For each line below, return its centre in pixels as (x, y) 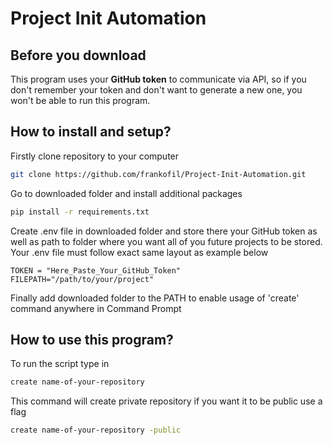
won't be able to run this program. (80, 100)
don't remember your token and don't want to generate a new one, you (156, 90)
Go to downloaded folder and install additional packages (126, 193)
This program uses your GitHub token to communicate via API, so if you (158, 79)
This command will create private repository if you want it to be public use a (166, 401)
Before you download (78, 55)
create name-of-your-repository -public (96, 430)
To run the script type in (60, 364)
